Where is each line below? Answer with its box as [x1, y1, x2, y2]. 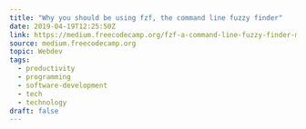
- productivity [17, 64, 76, 74]
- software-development [17, 81, 107, 90]
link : [9, 30, 30, 39]
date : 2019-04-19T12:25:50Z [9, 22, 117, 31]
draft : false [9, 106, 59, 115]
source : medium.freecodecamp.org [9, 38, 137, 48]
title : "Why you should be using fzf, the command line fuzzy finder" [9, 13, 283, 23]
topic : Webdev [9, 47, 64, 56]
